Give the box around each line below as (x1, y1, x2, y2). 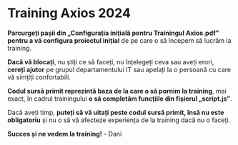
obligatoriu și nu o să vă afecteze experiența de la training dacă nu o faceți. (7, 116, 231, 124)
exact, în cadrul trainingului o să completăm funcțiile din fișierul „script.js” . (7, 94, 232, 103)
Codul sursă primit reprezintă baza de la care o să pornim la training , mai (7, 86, 227, 95)
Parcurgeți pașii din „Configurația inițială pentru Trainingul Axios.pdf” (7, 29, 219, 37)
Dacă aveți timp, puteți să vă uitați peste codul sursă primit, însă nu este (7, 108, 224, 116)
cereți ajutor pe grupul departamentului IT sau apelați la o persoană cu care (7, 65, 231, 74)
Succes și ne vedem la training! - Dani (7, 129, 122, 138)
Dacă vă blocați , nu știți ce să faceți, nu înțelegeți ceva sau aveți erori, (7, 57, 214, 66)
